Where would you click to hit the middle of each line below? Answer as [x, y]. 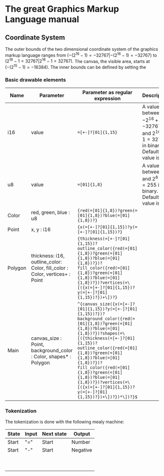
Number [81, 442]
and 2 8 [150, 178]
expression [108, 99]
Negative [82, 450]
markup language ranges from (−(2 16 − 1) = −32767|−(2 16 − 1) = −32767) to [81, 55]
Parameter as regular [107, 92]
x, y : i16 [41, 230]
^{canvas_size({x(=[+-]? [106, 304]
